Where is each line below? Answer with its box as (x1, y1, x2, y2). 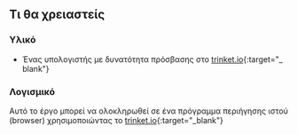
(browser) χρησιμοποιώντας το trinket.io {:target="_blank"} (9, 114, 223, 125)
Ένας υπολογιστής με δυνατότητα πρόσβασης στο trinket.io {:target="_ (21, 53, 284, 65)
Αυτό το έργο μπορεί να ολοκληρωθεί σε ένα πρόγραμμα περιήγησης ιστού (9, 106, 289, 116)
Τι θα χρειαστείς (9, 7, 106, 22)
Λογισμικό (9, 85, 56, 98)
